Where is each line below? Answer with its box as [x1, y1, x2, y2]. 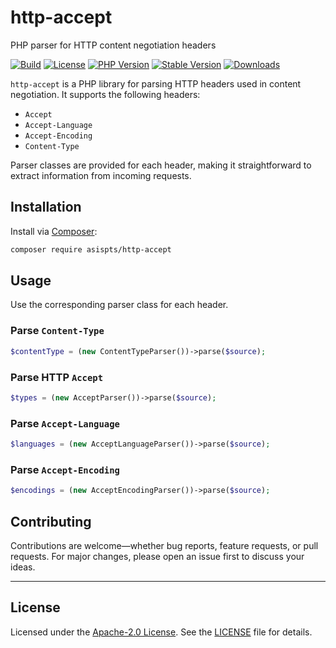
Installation [10, 199, 82, 216]
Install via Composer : [10, 225, 98, 237]
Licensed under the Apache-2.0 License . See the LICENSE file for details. [10, 626, 313, 638]
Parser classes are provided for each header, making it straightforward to [10, 159, 312, 171]
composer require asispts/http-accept [10, 244, 172, 255]
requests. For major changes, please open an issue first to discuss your [10, 550, 305, 562]
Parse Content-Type [10, 324, 105, 338]
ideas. [10, 561, 36, 573]
